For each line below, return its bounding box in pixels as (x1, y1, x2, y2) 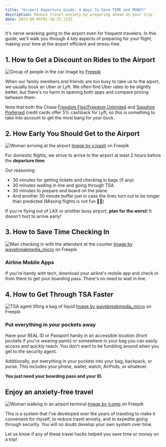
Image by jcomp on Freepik (88, 401, 144, 407)
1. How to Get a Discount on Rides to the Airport (5, 56, 156, 64)
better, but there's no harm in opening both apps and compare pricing (5, 89, 149, 95)
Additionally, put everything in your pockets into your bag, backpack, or (5, 358, 152, 364)
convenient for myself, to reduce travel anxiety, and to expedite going (5, 416, 148, 422)
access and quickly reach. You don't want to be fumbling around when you (5, 343, 160, 349)
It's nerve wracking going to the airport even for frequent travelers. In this (5, 31, 157, 37)
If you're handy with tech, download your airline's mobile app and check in (5, 270, 159, 276)
